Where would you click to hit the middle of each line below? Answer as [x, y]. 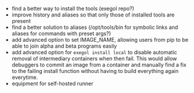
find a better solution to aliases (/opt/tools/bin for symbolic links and [95, 27]
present [21, 21]
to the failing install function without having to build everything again [95, 71]
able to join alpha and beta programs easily [64, 46]
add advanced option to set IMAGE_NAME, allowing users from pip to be [100, 40]
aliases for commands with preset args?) [61, 34]
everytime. [25, 77]
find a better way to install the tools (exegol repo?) [73, 9]
